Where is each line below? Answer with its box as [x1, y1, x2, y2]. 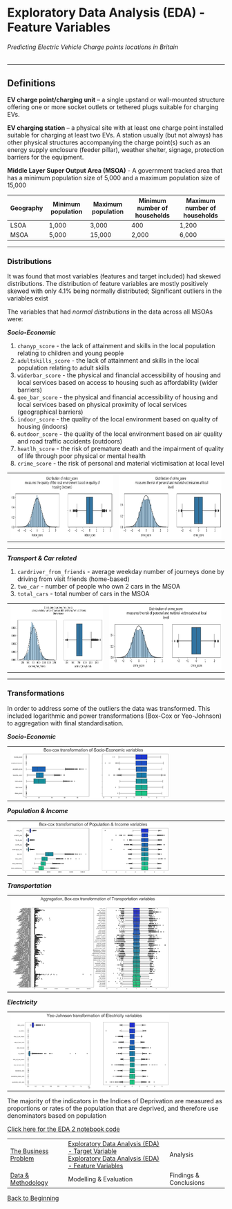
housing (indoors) [17, 423, 68, 430]
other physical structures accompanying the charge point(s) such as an [7, 138, 211, 146]
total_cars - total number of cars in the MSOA [17, 589, 150, 598]
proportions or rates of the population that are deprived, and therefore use [7, 1104, 219, 1113]
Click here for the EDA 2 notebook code [7, 1125, 121, 1134]
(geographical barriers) [17, 408, 84, 416]
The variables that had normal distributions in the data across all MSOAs [7, 307, 213, 316]
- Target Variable [68, 1147, 117, 1155]
